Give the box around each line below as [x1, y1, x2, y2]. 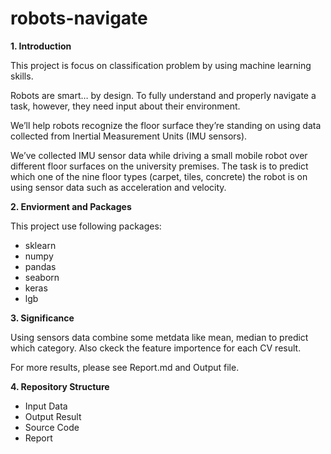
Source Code [24, 421, 80, 433]
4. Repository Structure [10, 380, 110, 392]
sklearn [24, 239, 57, 251]
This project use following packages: [10, 220, 162, 232]
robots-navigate [10, 7, 148, 30]
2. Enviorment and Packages [10, 200, 132, 212]
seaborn [24, 271, 60, 283]
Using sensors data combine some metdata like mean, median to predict [10, 331, 309, 343]
